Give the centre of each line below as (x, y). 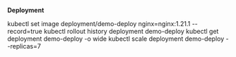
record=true (25, 31)
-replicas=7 (24, 46)
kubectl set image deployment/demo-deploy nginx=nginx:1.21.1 (99, 24)
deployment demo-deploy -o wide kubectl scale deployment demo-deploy (116, 39)
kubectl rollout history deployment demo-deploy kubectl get (131, 31)
